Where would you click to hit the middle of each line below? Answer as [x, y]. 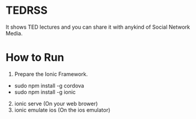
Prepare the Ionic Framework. [51, 74]
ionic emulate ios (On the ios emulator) [62, 110]
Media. [14, 33]
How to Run [35, 58]
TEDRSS [26, 10]
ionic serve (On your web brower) [56, 103]
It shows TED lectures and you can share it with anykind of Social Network [98, 27]
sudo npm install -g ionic [45, 92]
